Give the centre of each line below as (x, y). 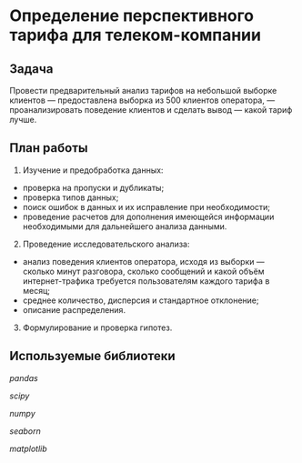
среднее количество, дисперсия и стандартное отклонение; (141, 300)
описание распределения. (74, 309)
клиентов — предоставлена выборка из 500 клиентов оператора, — (142, 100)
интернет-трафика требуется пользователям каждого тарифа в (146, 281)
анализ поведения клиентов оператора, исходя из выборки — (144, 261)
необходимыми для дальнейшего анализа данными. (125, 226)
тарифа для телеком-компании (136, 35)
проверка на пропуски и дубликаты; (93, 187)
